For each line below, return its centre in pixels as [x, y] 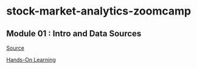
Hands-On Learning [31, 60]
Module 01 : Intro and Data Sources [74, 34]
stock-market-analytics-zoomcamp [99, 11]
